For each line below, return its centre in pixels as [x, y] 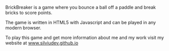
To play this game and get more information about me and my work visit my [85, 38]
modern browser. [23, 28]
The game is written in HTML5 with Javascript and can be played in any [81, 22]
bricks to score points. [29, 13]
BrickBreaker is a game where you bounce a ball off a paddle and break [81, 7]
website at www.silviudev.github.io [42, 43]
